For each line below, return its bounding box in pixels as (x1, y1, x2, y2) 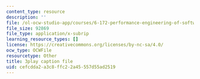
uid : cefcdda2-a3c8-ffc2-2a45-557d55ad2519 (6, 64, 116, 70)
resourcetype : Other (6, 53, 58, 59)
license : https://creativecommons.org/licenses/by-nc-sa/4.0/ (6, 42, 164, 48)
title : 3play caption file (6, 58, 73, 64)
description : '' (6, 14, 46, 20)
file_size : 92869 (6, 25, 49, 31)
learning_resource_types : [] (6, 36, 79, 42)
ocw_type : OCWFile (6, 48, 52, 53)
